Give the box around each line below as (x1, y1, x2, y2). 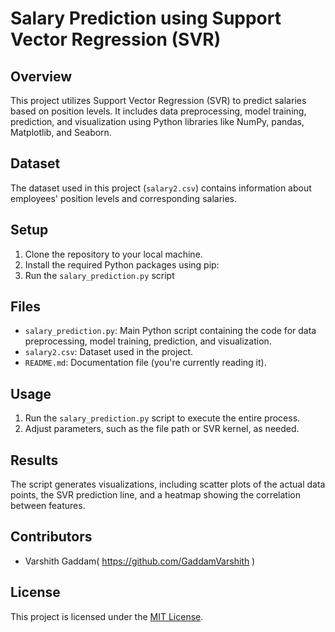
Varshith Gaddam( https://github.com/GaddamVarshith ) (24, 555, 256, 567)
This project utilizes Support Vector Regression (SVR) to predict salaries (10, 95, 307, 106)
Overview (10, 68, 73, 85)
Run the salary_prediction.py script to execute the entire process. (24, 412, 301, 424)
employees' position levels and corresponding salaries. (10, 192, 238, 204)
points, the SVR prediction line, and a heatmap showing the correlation (10, 489, 301, 501)
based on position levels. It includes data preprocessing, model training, (10, 105, 307, 117)
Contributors (10, 528, 93, 546)
